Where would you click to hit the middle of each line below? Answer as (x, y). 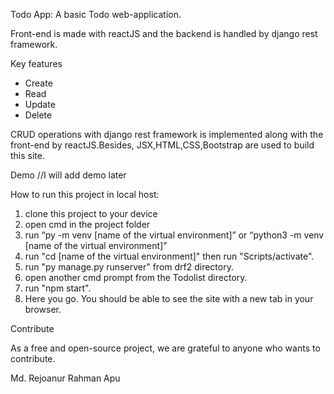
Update (40, 104)
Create (38, 83)
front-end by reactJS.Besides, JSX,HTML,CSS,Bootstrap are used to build (162, 145)
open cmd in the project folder (87, 224)
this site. (27, 155)
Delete (38, 115)
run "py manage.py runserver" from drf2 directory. (129, 267)
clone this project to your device (91, 213)
